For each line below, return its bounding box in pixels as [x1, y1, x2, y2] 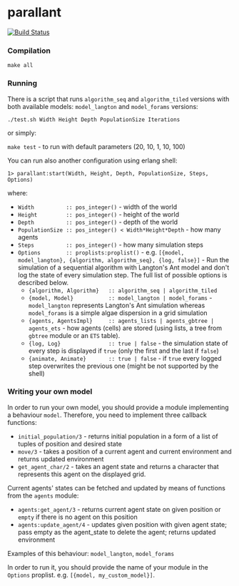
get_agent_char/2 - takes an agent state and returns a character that [17, 462, 219, 471]
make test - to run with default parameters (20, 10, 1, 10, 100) [7, 142, 185, 150]
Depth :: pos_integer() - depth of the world [17, 217, 178, 226]
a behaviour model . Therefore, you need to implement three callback [7, 411, 207, 419]
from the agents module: [7, 491, 79, 500]
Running [7, 78, 38, 88]
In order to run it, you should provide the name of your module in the [7, 562, 208, 571]
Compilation [7, 46, 51, 56]
